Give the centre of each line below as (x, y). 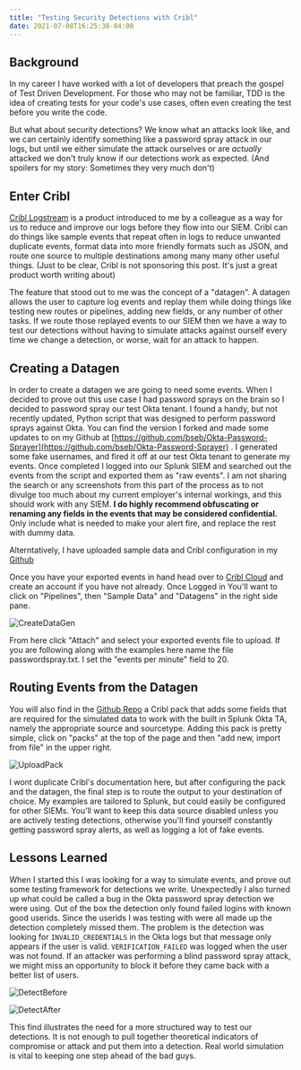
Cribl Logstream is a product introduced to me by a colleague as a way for (146, 218)
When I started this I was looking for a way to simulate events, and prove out (150, 879)
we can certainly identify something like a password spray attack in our (141, 139)
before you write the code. (58, 112)
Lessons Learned (58, 858)
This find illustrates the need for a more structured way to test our (131, 1027)
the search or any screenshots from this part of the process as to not (137, 484)
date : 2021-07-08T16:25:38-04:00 (72, 26)
